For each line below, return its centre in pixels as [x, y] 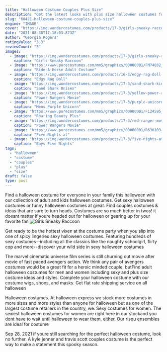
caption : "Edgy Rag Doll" [41, 79]
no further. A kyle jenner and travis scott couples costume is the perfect [79, 339]
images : [13, 51]
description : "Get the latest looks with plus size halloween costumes [81, 14]
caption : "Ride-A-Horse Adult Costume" [55, 70]
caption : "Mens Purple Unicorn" [47, 107]
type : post [16, 181]
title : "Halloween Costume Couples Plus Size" [54, 10]
